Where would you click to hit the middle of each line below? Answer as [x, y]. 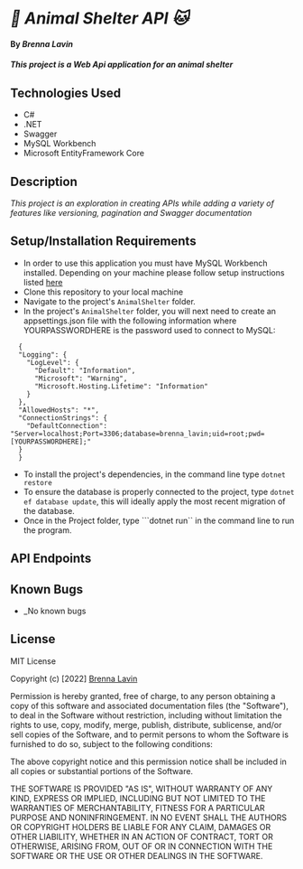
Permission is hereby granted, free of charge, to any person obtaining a [143, 696]
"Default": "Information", [85, 370]
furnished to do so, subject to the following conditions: [111, 743]
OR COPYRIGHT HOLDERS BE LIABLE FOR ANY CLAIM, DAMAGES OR [141, 827]
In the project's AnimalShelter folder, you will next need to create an [150, 311]
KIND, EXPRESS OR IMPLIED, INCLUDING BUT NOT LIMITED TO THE [138, 798]
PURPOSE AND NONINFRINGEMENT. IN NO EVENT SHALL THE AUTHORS [149, 818]
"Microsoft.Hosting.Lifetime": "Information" [121, 386]
